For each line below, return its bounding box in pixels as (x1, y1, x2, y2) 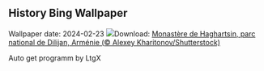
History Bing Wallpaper (8, 6, 128, 20)
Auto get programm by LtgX (8, 52, 101, 63)
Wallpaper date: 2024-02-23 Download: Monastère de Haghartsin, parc (8, 28, 256, 39)
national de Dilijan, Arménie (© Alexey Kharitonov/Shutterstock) (8, 37, 221, 47)
